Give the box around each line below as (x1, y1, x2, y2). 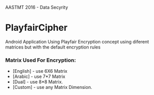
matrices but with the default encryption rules (5, 44, 101, 50)
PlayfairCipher (5, 22, 68, 33)
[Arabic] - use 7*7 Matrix (12, 73, 66, 80)
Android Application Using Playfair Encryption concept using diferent (5, 38, 149, 44)
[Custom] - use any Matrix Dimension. (12, 84, 92, 90)
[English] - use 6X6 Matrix (12, 68, 67, 74)
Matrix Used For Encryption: (5, 57, 76, 64)
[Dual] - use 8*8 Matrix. (12, 79, 63, 85)
